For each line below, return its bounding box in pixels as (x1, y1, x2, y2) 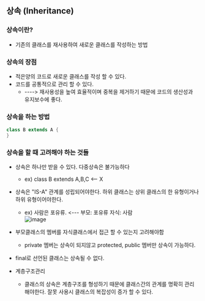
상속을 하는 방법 (6, 112, 50, 121)
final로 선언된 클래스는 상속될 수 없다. (15, 254, 105, 262)
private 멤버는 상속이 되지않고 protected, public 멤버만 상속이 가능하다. (24, 242, 196, 249)
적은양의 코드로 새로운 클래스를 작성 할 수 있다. (15, 72, 127, 80)
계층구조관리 (15, 267, 46, 275)
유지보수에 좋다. (24, 96, 62, 103)
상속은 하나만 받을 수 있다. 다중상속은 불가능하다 (15, 163, 130, 170)
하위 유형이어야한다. (15, 196, 63, 204)
